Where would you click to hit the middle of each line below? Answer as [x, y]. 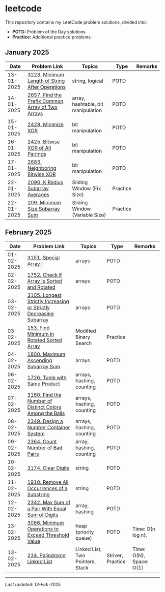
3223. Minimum [46, 74]
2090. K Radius [45, 182]
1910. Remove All [48, 482]
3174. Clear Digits [48, 468]
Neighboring [42, 168]
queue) [84, 538]
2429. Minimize [46, 125]
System [36, 434]
